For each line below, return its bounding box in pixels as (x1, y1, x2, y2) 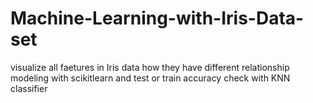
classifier (10, 82, 48, 94)
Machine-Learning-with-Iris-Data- (10, 7, 305, 30)
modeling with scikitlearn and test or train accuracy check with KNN (10, 72, 291, 84)
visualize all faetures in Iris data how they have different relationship (10, 61, 290, 73)
